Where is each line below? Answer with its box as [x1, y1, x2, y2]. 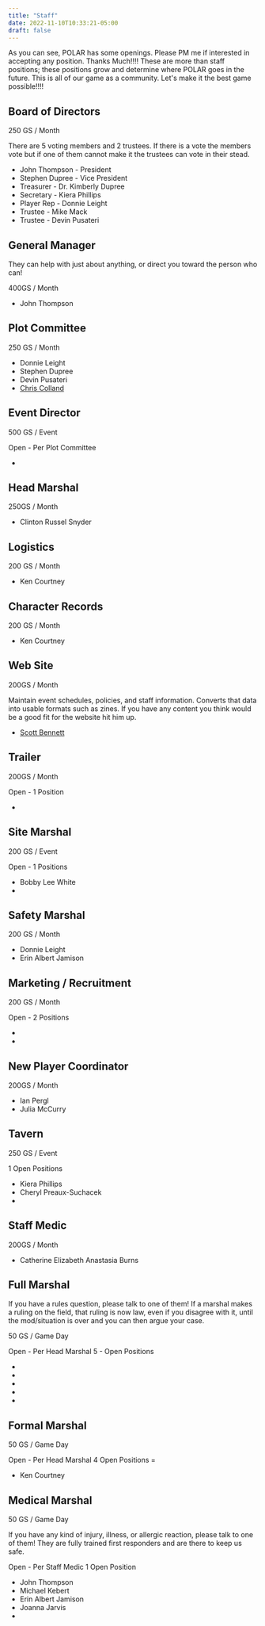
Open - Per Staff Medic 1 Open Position [8, 1563, 137, 1571]
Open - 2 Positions [8, 1012, 70, 1023]
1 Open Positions [8, 1163, 63, 1173]
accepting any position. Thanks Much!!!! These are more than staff [8, 56, 225, 66]
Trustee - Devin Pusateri [19, 216, 100, 225]
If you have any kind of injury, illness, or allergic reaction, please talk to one [8, 1530, 254, 1539]
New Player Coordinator [8, 1059, 129, 1073]
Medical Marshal [8, 1494, 93, 1507]
